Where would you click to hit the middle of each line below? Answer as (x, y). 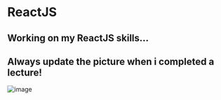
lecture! (25, 72)
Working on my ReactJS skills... (78, 38)
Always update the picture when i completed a (111, 61)
